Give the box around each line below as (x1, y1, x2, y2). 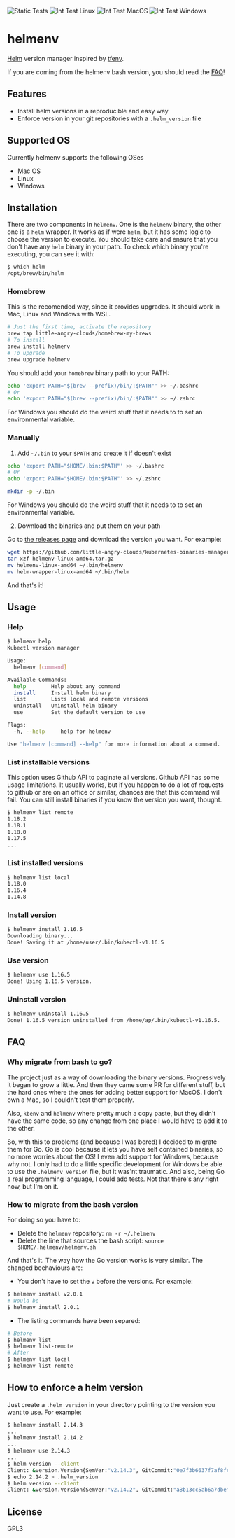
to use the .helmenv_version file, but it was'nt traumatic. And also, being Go (7, 1167, 225, 1175)
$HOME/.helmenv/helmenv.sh (17, 1244, 97, 1251)
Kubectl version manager (7, 645, 80, 652)
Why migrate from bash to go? (7, 1057, 113, 1067)
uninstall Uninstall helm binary (13, 702, 117, 710)
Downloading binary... (7, 932, 73, 939)
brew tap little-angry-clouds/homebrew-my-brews (7, 330, 152, 337)
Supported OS (7, 134, 71, 146)
